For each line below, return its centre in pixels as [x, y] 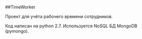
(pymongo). [17, 31]
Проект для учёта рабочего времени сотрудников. [59, 16]
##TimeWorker [20, 7]
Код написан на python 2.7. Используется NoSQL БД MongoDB [71, 26]
